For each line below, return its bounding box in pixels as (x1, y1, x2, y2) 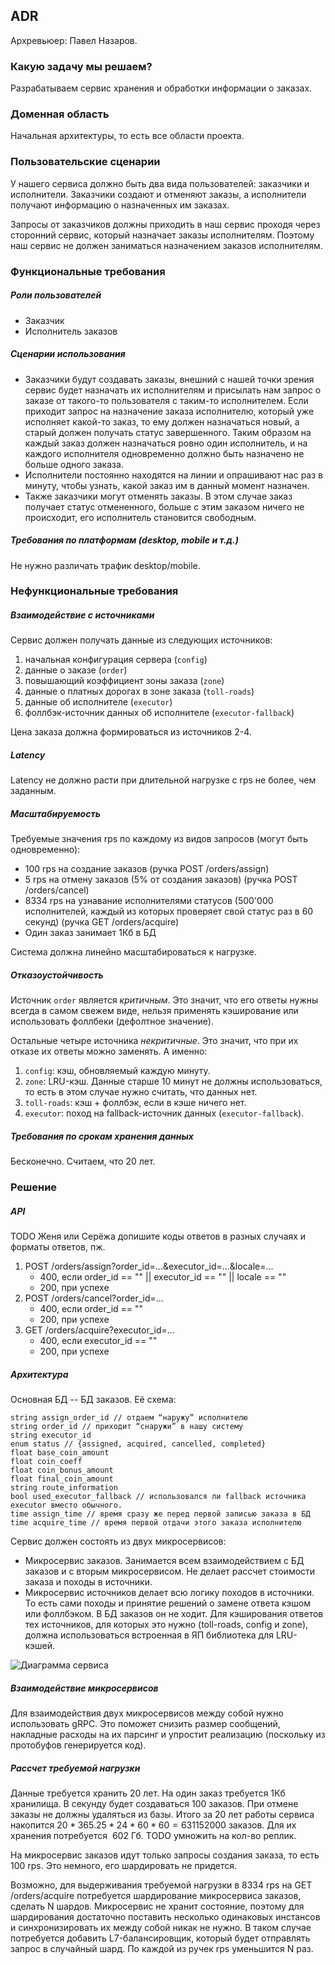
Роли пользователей (10, 289, 102, 301)
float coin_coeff (10, 1457, 83, 1467)
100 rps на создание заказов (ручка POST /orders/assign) (24, 863, 270, 875)
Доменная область (10, 107, 110, 121)
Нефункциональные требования (10, 584, 179, 598)
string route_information (10, 1483, 118, 1493)
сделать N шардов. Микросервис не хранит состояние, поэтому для (10, 1900, 305, 1913)
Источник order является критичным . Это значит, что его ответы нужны (10, 994, 319, 1006)
